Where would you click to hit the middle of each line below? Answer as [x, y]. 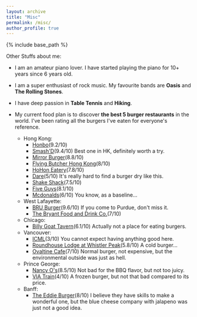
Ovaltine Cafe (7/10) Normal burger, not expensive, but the [102, 251]
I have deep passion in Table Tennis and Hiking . [73, 103]
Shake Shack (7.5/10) [57, 182]
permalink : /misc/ [29, 22]
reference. [27, 127]
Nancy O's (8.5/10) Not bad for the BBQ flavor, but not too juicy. [108, 270]
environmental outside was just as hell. [79, 258]
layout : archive [26, 12]
